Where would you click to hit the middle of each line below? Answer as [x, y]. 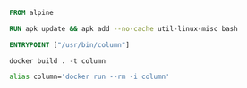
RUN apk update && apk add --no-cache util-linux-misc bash [124, 28]
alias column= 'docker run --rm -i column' [89, 76]
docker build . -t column [57, 61]
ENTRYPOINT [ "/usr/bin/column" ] [69, 44]
